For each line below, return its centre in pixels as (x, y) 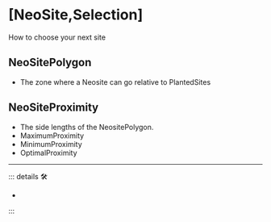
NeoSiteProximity (54, 108)
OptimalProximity (49, 153)
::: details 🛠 (28, 176)
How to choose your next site (57, 37)
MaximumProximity (52, 136)
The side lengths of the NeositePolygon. (87, 127)
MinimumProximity (51, 144)
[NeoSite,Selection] (76, 15)
